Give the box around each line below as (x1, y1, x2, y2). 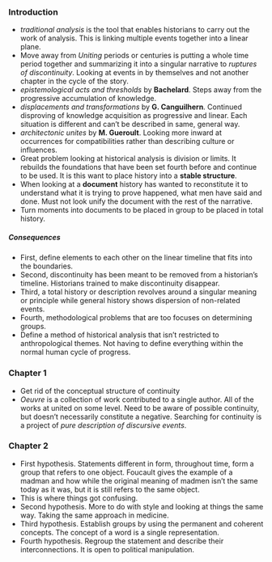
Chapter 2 (8, 440, 49, 451)
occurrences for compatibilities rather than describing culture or (19, 137, 235, 146)
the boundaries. (19, 261, 74, 271)
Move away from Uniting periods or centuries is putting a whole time (19, 51, 249, 61)
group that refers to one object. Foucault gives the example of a (19, 467, 233, 477)
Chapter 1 (8, 367, 47, 378)
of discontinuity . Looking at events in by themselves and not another (19, 68, 249, 78)
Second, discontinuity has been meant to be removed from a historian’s (19, 270, 258, 280)
